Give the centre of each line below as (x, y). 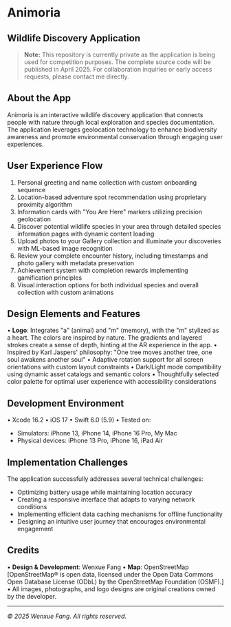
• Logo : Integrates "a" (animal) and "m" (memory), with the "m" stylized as (113, 330)
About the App (39, 98)
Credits (23, 550)
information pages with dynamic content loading (86, 234)
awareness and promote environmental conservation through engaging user (115, 136)
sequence (31, 189)
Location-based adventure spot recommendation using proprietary (112, 197)
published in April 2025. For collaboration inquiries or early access (118, 69)
